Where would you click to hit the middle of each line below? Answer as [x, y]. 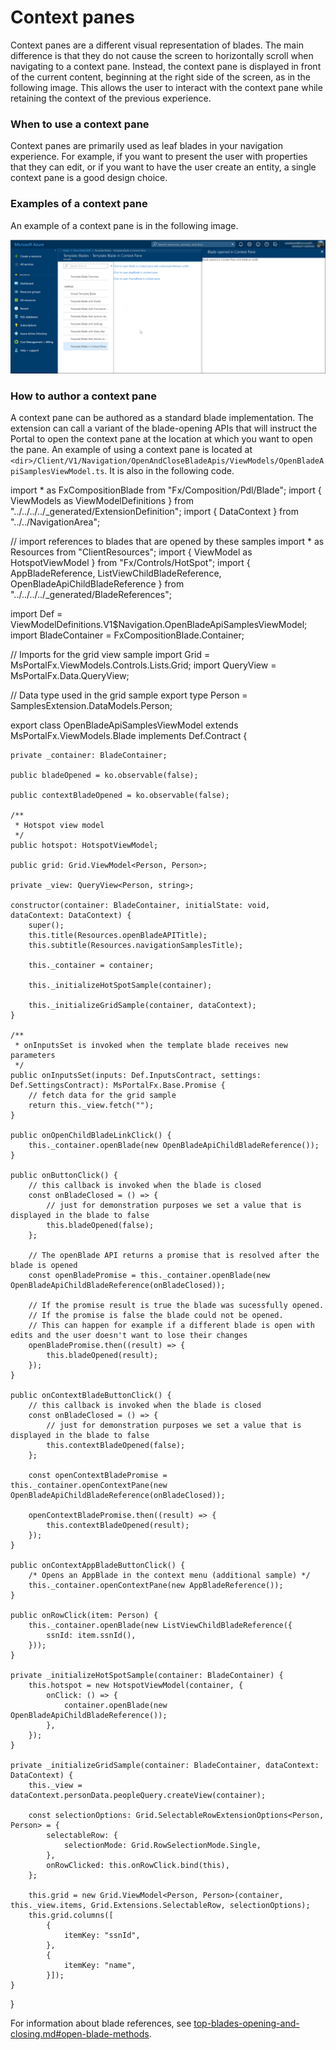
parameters [33, 1056]
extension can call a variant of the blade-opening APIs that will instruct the [164, 428]
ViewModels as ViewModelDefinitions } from [102, 501]
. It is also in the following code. [169, 471]
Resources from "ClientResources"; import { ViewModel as [131, 552]
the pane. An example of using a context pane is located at [131, 450]
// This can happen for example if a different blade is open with [171, 1326]
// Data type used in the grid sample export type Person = [129, 695]
